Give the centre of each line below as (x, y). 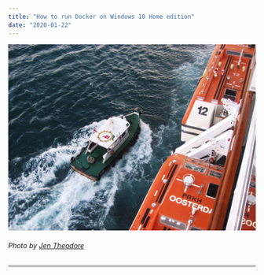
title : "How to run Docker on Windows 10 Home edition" (101, 17)
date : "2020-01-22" (40, 25)
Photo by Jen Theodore (46, 246)
